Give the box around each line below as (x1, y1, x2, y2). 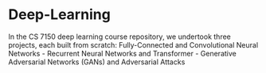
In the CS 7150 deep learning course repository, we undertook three (8, 32, 231, 41)
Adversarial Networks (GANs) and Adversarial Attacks (8, 57, 186, 67)
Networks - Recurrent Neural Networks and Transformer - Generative (8, 48, 237, 58)
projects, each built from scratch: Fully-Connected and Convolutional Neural (8, 40, 259, 49)
